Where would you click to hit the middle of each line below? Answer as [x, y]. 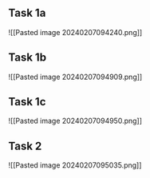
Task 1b [27, 58]
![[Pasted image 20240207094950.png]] [75, 121]
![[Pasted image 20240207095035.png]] [75, 165]
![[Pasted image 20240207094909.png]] [75, 77]
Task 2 [25, 146]
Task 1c [27, 102]
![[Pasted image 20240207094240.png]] [75, 32]
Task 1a [27, 13]
